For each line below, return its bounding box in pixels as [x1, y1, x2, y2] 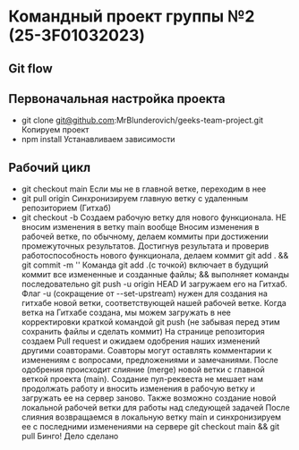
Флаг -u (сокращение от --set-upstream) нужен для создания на [21, 288, 268, 299]
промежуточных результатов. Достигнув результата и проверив [21, 241, 269, 251]
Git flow [8, 61, 53, 76]
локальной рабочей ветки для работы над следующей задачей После [21, 403, 290, 413]
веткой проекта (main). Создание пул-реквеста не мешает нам [21, 374, 263, 385]
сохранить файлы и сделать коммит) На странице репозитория [21, 327, 265, 337]
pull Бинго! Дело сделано [21, 431, 119, 442]
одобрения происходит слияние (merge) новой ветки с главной [21, 364, 265, 375]
